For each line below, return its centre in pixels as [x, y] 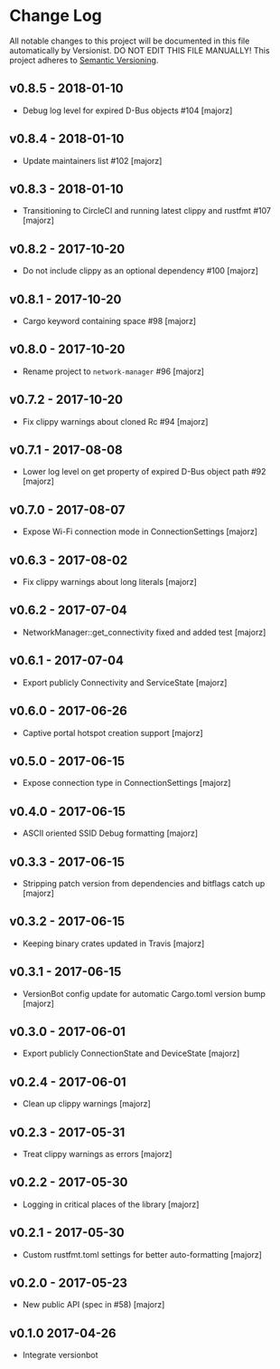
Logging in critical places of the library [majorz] [111, 1204]
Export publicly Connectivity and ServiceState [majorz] [125, 682]
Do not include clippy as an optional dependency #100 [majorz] [140, 271]
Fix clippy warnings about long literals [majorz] [109, 582]
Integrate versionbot [60, 1355]
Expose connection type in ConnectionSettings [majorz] [126, 783]
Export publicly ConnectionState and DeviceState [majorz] [131, 1053]
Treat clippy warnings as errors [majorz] [97, 1154]
